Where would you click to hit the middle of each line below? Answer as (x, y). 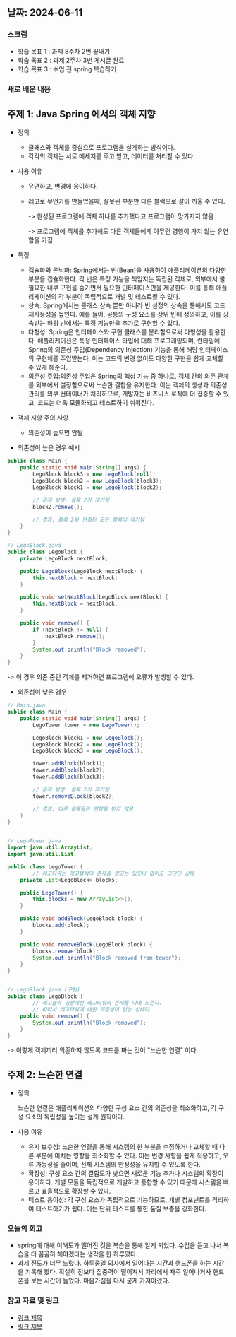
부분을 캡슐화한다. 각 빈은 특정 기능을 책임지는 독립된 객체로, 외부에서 (123, 279)
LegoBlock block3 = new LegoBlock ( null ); (94, 475)
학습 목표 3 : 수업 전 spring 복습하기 (67, 69)
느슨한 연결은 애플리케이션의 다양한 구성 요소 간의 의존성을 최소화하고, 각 (117, 1107)
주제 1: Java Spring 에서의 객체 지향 (82, 114)
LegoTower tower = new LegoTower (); (86, 725)
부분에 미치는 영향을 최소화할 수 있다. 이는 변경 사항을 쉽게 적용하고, (129, 1155)
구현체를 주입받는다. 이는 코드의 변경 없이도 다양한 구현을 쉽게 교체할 (130, 358)
